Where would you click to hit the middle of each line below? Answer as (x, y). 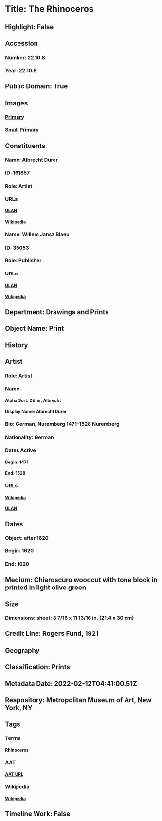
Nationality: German (29, 437)
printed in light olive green (46, 587)
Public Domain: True (36, 86)
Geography (22, 650)
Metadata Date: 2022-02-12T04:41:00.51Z (71, 684)
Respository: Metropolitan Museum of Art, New (78, 700)
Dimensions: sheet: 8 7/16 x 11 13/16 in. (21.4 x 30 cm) (70, 618)
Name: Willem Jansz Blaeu (37, 234)
